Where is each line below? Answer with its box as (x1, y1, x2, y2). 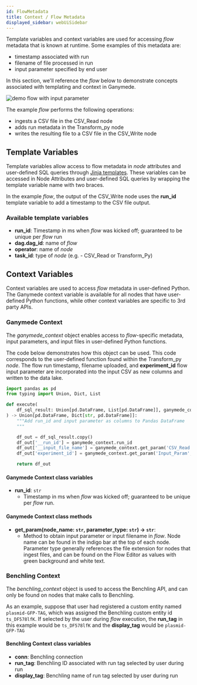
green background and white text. (23, 557, 106, 564)
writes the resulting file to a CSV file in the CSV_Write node (14, 130, 157, 137)
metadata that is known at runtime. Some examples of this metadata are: (6, 42, 181, 49)
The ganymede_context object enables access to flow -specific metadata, (6, 332, 184, 339)
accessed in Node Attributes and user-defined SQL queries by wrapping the (6, 175, 190, 182)
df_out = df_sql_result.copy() (16, 434, 93, 440)
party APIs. (6, 303, 33, 310)
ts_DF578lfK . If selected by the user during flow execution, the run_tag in (6, 615, 183, 622)
